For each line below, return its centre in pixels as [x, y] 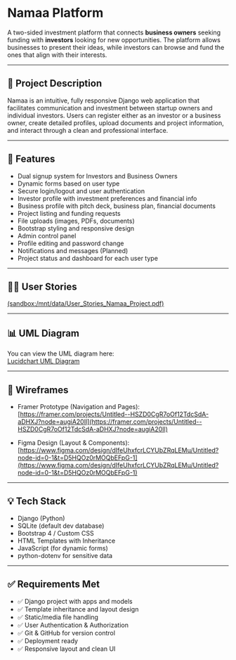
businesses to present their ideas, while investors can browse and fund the [116, 47]
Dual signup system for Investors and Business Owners [97, 176]
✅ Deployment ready [48, 640]
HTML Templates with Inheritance [66, 541]
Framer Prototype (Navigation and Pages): [79, 407]
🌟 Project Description [55, 83]
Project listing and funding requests [69, 213]
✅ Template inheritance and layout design [78, 609]
